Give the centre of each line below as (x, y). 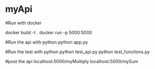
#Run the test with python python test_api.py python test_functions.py (77, 52)
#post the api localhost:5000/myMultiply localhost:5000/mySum (72, 61)
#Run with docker (23, 23)
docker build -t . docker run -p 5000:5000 (49, 32)
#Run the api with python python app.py (47, 42)
